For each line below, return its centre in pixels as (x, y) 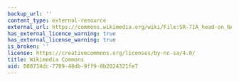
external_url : (28, 27)
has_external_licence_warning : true (62, 33)
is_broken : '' (28, 46)
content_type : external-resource (57, 20)
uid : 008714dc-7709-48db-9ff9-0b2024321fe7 (73, 66)
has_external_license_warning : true (62, 40)
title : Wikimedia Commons (46, 60)
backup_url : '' (30, 14)
